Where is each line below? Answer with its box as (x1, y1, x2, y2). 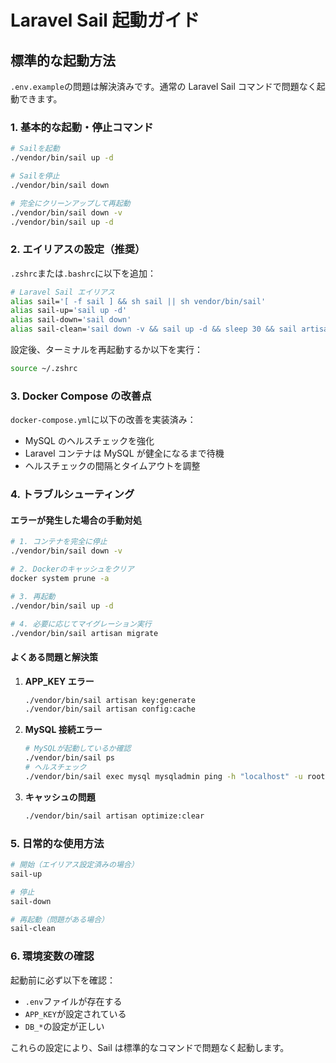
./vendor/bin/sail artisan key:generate (24, 695, 196, 705)
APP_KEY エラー (24, 675, 95, 687)
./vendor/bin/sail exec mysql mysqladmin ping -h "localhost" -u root (24, 771, 326, 781)
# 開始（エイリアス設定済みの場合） (10, 860, 139, 870)
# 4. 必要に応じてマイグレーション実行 (10, 619, 152, 629)
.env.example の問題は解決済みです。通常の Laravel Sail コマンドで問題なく (10, 81, 317, 92)
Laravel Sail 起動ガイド (10, 9, 200, 32)
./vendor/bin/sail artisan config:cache (24, 704, 196, 715)
